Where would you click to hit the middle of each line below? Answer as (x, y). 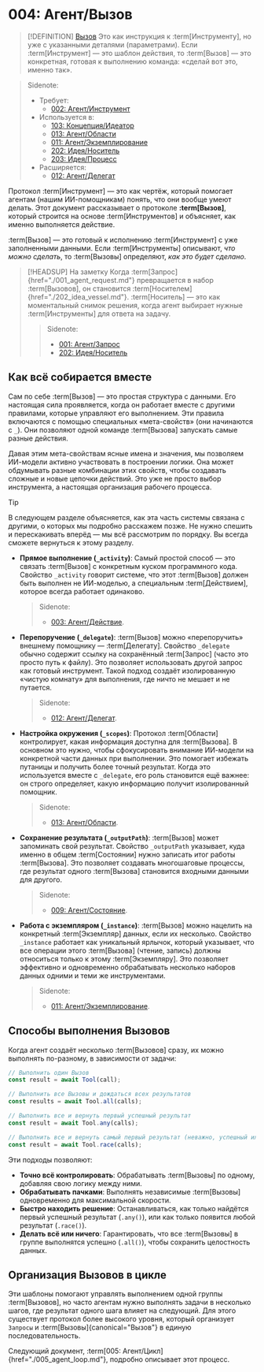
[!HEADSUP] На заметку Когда (78, 271)
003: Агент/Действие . (87, 622)
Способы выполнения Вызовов (89, 1031)
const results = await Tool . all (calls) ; (75, 1102)
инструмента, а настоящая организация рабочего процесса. (110, 487)
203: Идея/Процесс (84, 158)
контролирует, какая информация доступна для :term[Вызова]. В (128, 742)
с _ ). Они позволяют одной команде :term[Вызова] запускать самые (123, 429)
